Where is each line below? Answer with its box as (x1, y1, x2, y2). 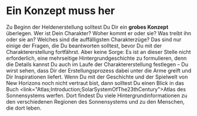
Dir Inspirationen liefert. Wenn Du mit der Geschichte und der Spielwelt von (6, 73, 188, 80)
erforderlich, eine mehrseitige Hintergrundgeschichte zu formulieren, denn (6, 54, 187, 62)
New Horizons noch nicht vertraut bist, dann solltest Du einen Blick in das (6, 79, 184, 86)
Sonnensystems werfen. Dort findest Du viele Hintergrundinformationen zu (6, 92, 188, 99)
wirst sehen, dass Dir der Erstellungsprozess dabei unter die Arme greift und (6, 67, 192, 74)
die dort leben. (6, 104, 42, 111)
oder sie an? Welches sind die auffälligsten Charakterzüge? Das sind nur (6, 36, 182, 43)
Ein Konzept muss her (6, 4, 115, 18)
